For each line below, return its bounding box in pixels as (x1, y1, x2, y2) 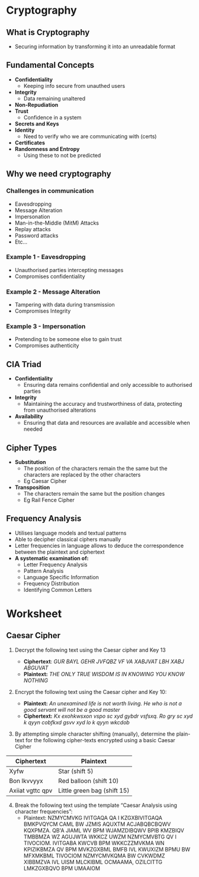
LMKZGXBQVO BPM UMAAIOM (23, 865, 101, 872)
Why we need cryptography (6, 169, 111, 179)
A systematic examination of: (14, 554, 89, 561)
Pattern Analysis (23, 567, 64, 574)
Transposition (14, 484, 50, 491)
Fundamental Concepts (6, 60, 95, 70)
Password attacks (14, 232, 59, 239)
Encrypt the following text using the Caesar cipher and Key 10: (14, 688, 167, 695)
